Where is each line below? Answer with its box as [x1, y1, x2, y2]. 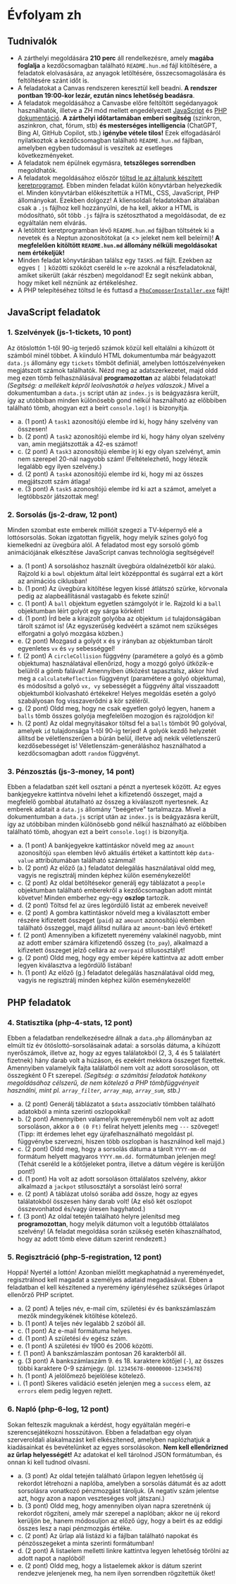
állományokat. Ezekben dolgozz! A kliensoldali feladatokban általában [17, 196, 220, 204]
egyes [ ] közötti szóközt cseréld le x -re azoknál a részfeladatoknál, [17, 264, 217, 271]
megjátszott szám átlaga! [17, 477, 91, 486]
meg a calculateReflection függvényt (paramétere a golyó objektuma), [17, 674, 226, 682]
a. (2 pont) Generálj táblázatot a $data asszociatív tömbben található [17, 1100, 216, 1108]
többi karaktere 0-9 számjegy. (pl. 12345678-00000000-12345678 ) [17, 1364, 202, 1373]
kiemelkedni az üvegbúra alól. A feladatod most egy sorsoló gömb [7, 540, 199, 549]
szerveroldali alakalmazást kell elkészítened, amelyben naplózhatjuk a [7, 1435, 211, 1444]
